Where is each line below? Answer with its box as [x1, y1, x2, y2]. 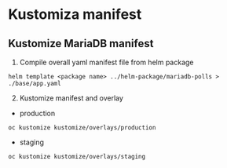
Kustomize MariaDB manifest [8, 37, 154, 50]
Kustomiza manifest [8, 5, 142, 24]
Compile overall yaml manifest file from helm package [19, 57, 194, 67]
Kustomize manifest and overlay [19, 93, 124, 103]
